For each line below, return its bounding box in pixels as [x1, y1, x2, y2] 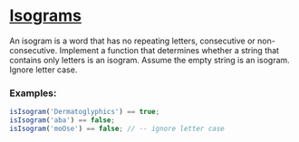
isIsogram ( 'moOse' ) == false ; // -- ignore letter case [9, 124, 225, 133]
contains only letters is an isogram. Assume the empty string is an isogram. [9, 54, 290, 65]
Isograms [9, 5, 82, 26]
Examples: [9, 87, 57, 99]
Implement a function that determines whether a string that [59, 44, 279, 55]
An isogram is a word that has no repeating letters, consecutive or [9, 35, 256, 46]
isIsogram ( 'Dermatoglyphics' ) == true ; [9, 108, 160, 117]
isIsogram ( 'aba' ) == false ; [9, 116, 116, 125]
